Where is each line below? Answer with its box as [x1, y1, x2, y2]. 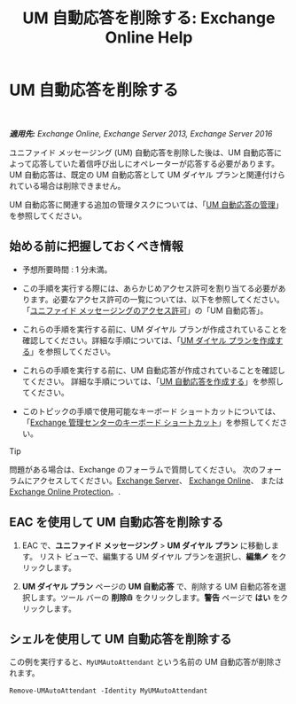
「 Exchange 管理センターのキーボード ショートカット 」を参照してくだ [21, 417, 280, 427]
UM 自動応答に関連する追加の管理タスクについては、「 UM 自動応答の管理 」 [9, 199, 284, 209]
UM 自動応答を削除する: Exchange [22, 8, 276, 28]
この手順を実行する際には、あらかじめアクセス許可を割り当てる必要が [21, 283, 279, 293]
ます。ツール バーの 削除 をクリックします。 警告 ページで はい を [37, 591, 281, 603]
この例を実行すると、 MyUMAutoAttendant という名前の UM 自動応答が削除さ [9, 657, 283, 668]
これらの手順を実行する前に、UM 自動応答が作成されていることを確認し [21, 364, 285, 375]
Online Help [105, 27, 193, 48]
